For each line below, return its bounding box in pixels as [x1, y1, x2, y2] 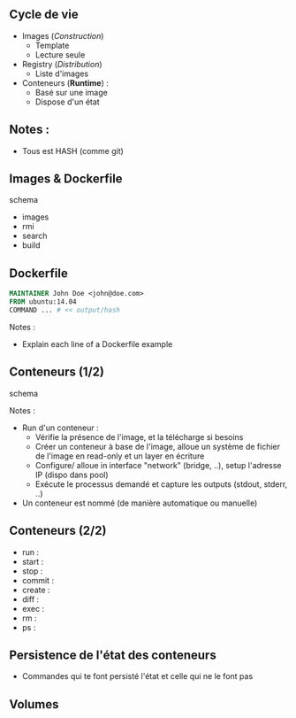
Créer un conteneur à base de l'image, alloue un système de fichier [34, 441, 281, 452]
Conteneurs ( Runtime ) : [21, 77, 109, 88]
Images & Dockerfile [9, 172, 123, 187]
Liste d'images [34, 68, 89, 79]
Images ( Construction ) [21, 30, 104, 41]
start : [21, 556, 44, 567]
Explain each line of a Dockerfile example [21, 338, 173, 349]
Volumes [9, 697, 59, 712]
